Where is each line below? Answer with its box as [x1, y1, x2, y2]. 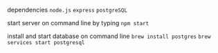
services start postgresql [7, 39, 85, 46]
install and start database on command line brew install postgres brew [7, 32, 211, 40]
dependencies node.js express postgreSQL [7, 6, 128, 14]
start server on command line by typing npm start [7, 19, 149, 26]
